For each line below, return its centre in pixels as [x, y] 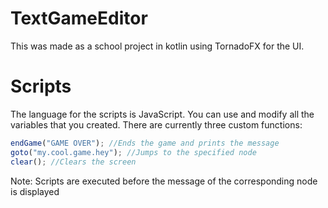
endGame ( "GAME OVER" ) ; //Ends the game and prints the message [145, 143]
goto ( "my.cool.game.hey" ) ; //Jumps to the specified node [133, 152]
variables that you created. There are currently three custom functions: [156, 124]
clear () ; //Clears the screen [73, 162]
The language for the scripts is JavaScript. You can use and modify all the [162, 114]
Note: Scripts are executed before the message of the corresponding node [164, 181]
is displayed [35, 191]
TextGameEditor [79, 18]
